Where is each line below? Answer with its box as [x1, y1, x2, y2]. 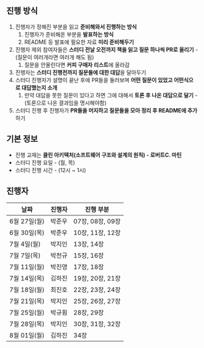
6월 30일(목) [9, 229, 45, 237]
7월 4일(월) [9, 240, 41, 248]
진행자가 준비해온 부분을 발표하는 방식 [24, 30, 114, 38]
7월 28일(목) [9, 320, 45, 329]
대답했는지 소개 [21, 84, 58, 91]
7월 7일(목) [9, 251, 41, 260]
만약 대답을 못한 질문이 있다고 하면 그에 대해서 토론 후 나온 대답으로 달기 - [24, 91, 198, 99]
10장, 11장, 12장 [73, 229, 121, 237]
